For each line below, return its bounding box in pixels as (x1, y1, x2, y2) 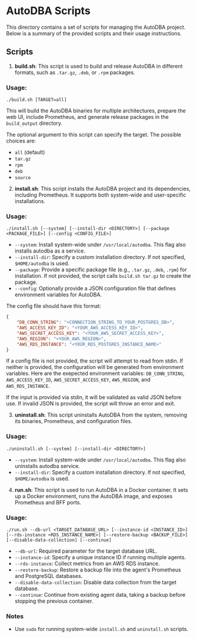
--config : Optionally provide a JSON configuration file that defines (14, 285, 176, 292)
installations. (14, 198, 46, 205)
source (14, 175, 31, 181)
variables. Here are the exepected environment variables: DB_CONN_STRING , (6, 370, 185, 377)
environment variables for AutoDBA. (14, 291, 102, 298)
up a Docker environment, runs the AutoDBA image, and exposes (14, 493, 173, 500)
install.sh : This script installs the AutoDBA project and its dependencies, (14, 185, 191, 192)
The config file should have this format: (6, 303, 102, 310)
